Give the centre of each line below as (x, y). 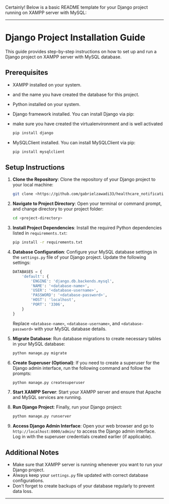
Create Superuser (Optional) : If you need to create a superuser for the (86, 363)
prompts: (22, 373)
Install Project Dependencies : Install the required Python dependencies (87, 228)
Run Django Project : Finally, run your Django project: (67, 407)
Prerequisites (27, 73)
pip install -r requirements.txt (48, 242)
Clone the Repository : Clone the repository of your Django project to (84, 179)
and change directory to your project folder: (58, 209)
